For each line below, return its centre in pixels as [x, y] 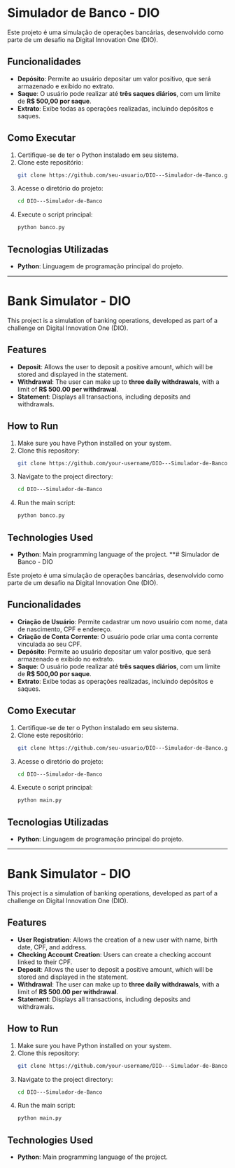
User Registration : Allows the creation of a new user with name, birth [117, 940]
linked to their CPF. [45, 962]
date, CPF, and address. [52, 947]
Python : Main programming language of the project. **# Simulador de [118, 554]
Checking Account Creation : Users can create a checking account [114, 954]
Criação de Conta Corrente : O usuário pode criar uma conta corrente [117, 636]
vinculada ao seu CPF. [50, 644]
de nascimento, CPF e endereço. [65, 629]
